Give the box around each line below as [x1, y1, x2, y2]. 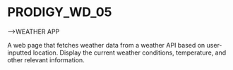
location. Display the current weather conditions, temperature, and [32, 48, 227, 57]
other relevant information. [7, 55, 85, 64]
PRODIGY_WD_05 [7, 4, 112, 20]
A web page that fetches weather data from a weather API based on [7, 41, 205, 49]
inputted [7, 48, 32, 57]
